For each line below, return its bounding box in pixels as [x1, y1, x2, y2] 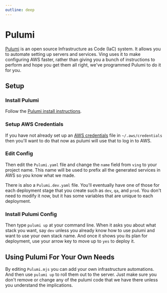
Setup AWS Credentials [5, 121, 64, 128]
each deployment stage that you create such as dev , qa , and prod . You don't [5, 187, 161, 193]
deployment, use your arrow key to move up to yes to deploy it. [5, 238, 135, 244]
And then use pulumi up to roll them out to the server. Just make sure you [5, 271, 157, 277]
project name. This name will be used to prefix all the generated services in [5, 167, 160, 173]
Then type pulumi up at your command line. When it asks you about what [5, 222, 156, 228]
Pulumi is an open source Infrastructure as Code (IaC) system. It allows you [5, 46, 161, 52]
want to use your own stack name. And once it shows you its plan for [5, 233, 148, 239]
